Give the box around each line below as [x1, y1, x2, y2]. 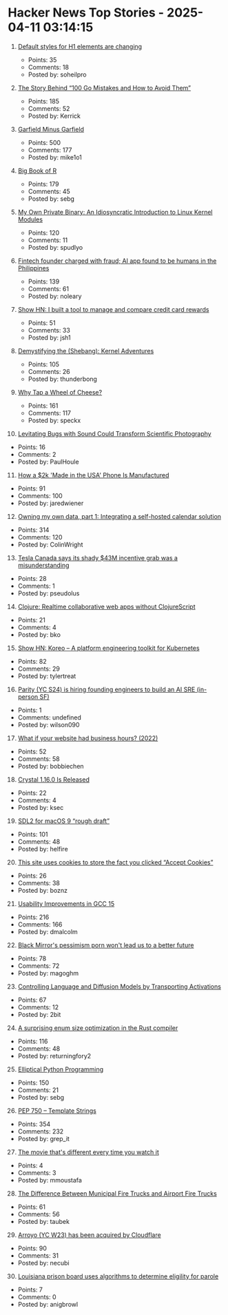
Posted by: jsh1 [28, 333, 71, 342]
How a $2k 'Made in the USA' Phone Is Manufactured [17, 471, 169, 479]
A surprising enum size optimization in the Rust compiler [17, 1023, 178, 1032]
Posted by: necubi [17, 1258, 70, 1267]
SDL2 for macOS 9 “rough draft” [17, 816, 110, 825]
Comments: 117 [28, 408, 72, 417]
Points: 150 [17, 1078, 50, 1087]
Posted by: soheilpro [28, 70, 87, 79]
